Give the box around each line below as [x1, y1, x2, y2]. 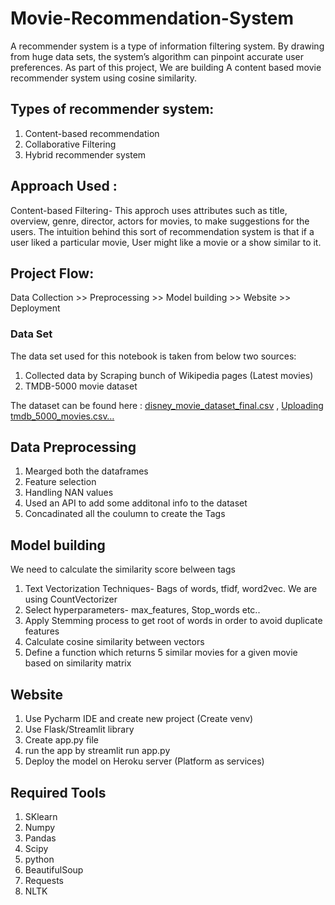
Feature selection [24, 476, 97, 488]
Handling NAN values [24, 487, 114, 499]
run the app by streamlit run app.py [24, 745, 171, 757]
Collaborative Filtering [24, 138, 117, 150]
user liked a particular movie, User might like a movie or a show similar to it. [10, 236, 322, 248]
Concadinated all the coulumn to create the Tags [24, 508, 226, 520]
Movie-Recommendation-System [10, 7, 295, 30]
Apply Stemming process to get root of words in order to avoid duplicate [24, 615, 323, 627]
